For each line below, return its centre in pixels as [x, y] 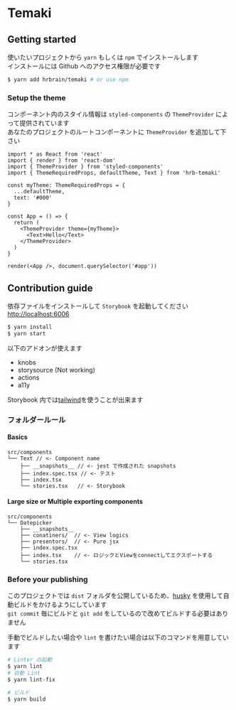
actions [28, 377]
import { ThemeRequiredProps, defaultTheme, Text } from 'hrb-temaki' [114, 173]
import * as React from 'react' [55, 154]
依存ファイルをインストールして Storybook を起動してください [98, 306]
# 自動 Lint [24, 673]
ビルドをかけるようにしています [60, 605]
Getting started [42, 39]
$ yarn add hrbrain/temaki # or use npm [68, 80]
